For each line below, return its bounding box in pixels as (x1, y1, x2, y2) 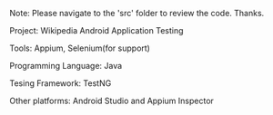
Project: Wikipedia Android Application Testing (9, 25, 184, 35)
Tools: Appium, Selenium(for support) (9, 43, 150, 53)
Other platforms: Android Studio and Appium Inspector (9, 95, 214, 106)
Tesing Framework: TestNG (9, 78, 112, 89)
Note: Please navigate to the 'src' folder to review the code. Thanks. (9, 8, 265, 18)
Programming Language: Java (9, 61, 123, 71)
